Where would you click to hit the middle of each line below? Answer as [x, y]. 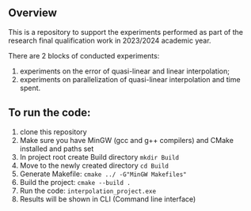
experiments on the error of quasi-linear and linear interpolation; [124, 71]
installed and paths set [57, 149]
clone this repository [53, 132]
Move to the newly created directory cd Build [94, 165]
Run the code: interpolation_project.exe [88, 190]
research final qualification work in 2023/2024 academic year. [110, 40]
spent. [30, 88]
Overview [33, 13]
